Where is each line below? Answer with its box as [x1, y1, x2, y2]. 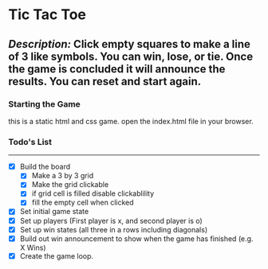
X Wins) [19, 243, 46, 252]
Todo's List [8, 136, 52, 147]
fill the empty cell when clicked [31, 197, 134, 208]
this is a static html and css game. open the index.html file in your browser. [8, 116, 254, 126]
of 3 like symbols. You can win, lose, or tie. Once [8, 49, 254, 63]
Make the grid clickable [31, 180, 109, 189]
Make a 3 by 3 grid [31, 171, 94, 181]
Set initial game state [19, 207, 89, 216]
